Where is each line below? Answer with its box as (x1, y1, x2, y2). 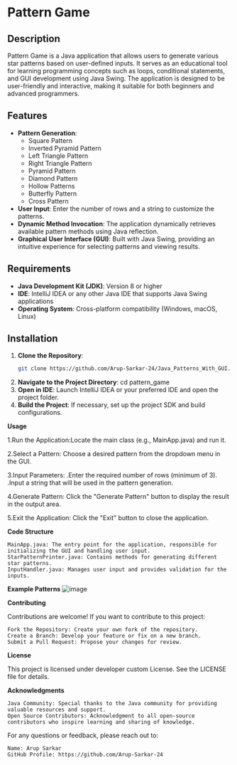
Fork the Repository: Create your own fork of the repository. (7, 626, 199, 633)
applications (17, 297, 54, 305)
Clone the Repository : (17, 352, 84, 360)
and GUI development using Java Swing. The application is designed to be (7, 74, 225, 83)
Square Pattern (28, 136, 73, 144)
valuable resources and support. (7, 706, 106, 714)
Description (7, 33, 60, 45)
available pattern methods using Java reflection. (17, 227, 159, 236)
